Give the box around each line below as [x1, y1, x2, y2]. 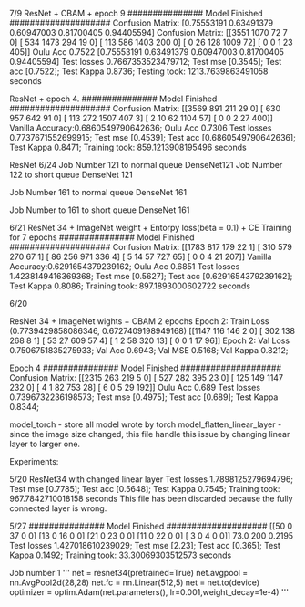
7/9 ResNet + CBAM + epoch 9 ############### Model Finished [9, 8, 263, 18]
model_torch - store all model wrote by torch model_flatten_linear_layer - [9, 419, 282, 430]
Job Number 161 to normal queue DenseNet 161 [9, 187, 188, 197]
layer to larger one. [9, 438, 80, 449]
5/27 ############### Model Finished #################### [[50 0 [9, 520, 293, 531]
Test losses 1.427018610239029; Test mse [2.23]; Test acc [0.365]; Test [9, 540, 280, 550]
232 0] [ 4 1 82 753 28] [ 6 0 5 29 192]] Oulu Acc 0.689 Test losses [9, 382, 261, 392]
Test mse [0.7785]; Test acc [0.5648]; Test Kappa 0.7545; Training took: [9, 484, 280, 494]
